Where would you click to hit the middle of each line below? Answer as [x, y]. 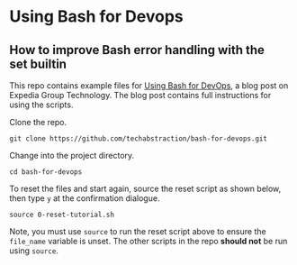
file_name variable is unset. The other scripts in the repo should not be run [148, 241]
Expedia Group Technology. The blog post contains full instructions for [140, 95]
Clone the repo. [38, 122]
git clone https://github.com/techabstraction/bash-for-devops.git [139, 139]
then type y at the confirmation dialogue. [85, 198]
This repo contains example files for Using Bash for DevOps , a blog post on [149, 86]
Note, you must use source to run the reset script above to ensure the [138, 231]
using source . [34, 251]
